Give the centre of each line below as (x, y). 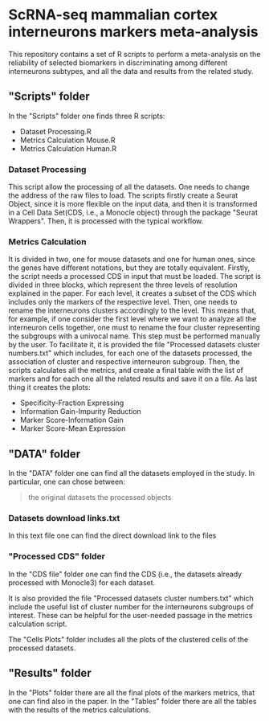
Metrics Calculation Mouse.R (67, 140)
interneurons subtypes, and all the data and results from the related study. (131, 71)
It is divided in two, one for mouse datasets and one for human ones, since (132, 260)
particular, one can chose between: (67, 482)
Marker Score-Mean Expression (73, 428)
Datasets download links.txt (64, 518)
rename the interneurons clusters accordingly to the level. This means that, (132, 310)
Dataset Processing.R (55, 131)
